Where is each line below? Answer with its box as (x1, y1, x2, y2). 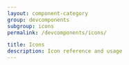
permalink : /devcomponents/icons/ (7, 29, 108, 36)
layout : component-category (7, 10, 89, 17)
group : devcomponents (7, 16, 70, 23)
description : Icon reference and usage (7, 48, 123, 55)
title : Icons (7, 42, 45, 49)
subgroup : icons (7, 23, 54, 29)
